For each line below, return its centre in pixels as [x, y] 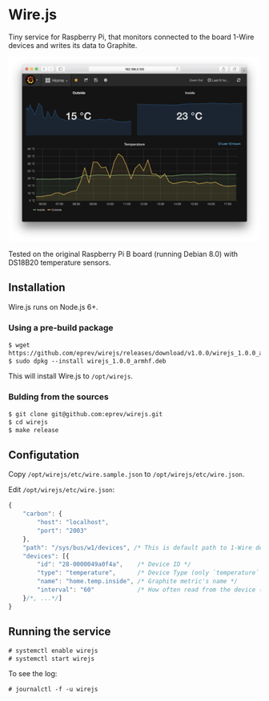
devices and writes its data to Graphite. [73, 45]
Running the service [60, 632]
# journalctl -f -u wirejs [53, 690]
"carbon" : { [42, 514]
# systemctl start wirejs [51, 659]
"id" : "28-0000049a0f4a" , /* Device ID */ [114, 565]
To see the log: [33, 674]
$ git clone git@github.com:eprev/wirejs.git [85, 415]
